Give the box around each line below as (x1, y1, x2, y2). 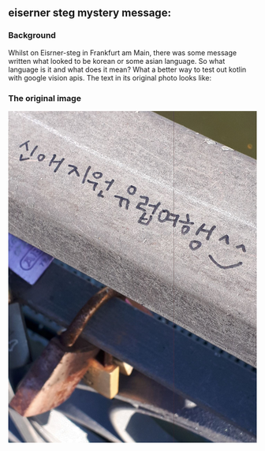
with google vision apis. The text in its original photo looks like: (8, 73, 212, 82)
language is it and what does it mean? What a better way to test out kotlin (8, 65, 247, 74)
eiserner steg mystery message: (8, 6, 172, 20)
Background (8, 30, 57, 41)
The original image (8, 92, 81, 103)
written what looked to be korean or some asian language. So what (8, 56, 226, 65)
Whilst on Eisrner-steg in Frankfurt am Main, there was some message (8, 47, 237, 58)
